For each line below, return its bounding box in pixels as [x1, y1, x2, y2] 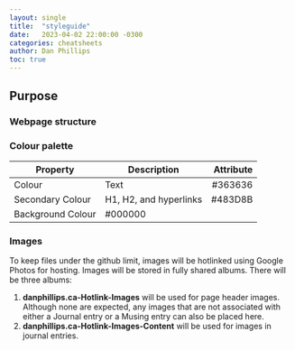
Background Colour [14, 207, 97, 220]
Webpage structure [9, 115, 97, 128]
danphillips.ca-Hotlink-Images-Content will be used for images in [22, 320, 272, 331]
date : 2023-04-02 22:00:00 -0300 [9, 30, 143, 39]
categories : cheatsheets [9, 38, 103, 48]
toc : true [9, 55, 47, 64]
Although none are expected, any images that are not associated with [22, 301, 281, 312]
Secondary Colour [14, 193, 92, 206]
